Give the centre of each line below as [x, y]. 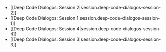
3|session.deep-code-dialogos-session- [119, 39]
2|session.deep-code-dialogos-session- [119, 8]
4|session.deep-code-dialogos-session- [119, 29]
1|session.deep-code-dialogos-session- [118, 18]
